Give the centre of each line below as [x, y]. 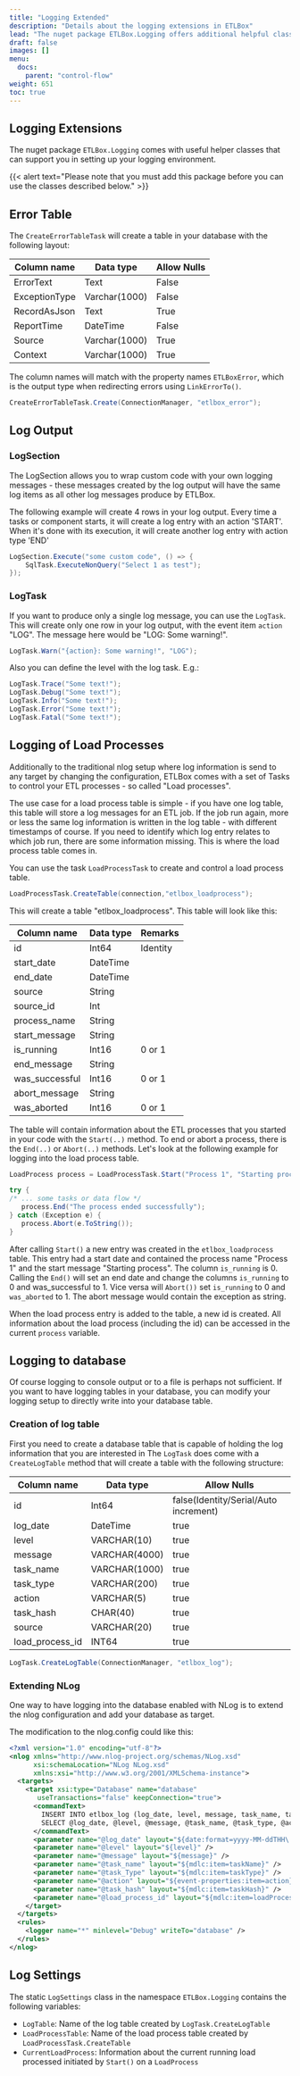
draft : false [33, 42]
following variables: [45, 2006]
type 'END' [29, 540]
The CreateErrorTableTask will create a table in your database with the [138, 236]
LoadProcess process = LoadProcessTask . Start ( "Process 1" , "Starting [142, 1174]
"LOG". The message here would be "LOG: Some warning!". [119, 634]
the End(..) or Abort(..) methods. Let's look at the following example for [144, 1148]
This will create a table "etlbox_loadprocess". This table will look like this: [143, 911]
